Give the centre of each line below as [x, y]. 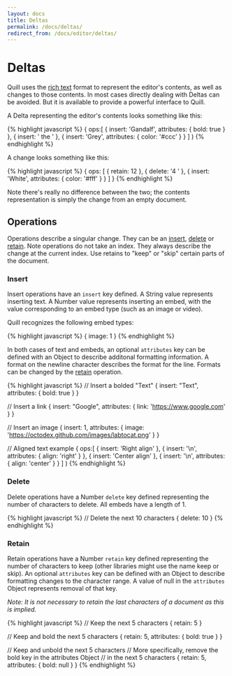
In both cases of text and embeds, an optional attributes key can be [106, 350]
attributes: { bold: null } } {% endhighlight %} [72, 665]
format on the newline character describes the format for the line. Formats [114, 365]
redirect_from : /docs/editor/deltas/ [62, 33]
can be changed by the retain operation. [65, 372]
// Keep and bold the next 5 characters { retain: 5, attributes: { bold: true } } [115, 636]
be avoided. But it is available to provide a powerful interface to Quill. [106, 102]
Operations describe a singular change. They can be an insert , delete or [111, 238]
